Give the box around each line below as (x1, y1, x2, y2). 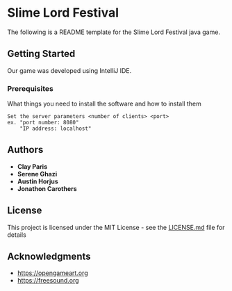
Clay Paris (17, 162, 47, 171)
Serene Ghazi (17, 169, 58, 178)
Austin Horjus (17, 177, 59, 185)
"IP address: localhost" (19, 125, 92, 133)
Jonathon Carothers (17, 184, 78, 192)
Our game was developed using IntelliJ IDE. (7, 66, 132, 74)
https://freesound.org (17, 276, 79, 285)
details (7, 231, 26, 239)
